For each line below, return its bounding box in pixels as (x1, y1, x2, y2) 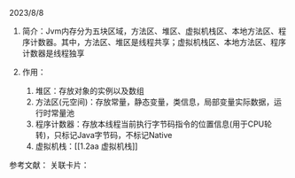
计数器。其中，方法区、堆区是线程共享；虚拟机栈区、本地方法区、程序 (29, 37, 286, 47)
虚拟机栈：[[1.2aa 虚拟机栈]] (35, 141, 138, 151)
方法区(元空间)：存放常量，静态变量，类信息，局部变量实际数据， (35, 97, 275, 107)
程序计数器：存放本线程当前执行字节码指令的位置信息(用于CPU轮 (35, 119, 273, 129)
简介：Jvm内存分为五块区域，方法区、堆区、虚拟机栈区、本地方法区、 (21, 26, 279, 36)
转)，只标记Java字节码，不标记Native (35, 130, 173, 140)
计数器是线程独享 (21, 48, 85, 58)
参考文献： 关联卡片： (9, 159, 89, 170)
